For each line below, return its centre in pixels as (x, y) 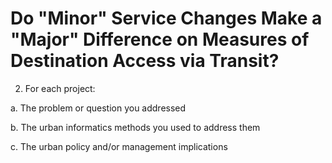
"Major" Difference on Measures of (160, 39)
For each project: (60, 88)
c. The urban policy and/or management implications (119, 146)
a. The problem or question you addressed (98, 108)
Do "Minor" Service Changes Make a (166, 18)
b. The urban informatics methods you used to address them (135, 127)
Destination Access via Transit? (145, 61)
